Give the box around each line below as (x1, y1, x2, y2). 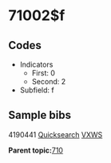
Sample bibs (8, 108, 72, 122)
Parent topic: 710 (8, 145, 64, 155)
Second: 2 (31, 77, 66, 86)
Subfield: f (19, 85, 54, 95)
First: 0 (31, 68, 56, 78)
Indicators (19, 59, 54, 69)
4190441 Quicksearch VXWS (8, 129, 103, 139)
